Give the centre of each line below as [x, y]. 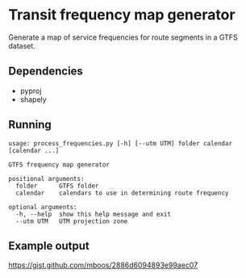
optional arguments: [43, 207]
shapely [33, 99]
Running [30, 125]
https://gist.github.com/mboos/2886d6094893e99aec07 [103, 265]
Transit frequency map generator [122, 15]
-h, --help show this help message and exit [94, 214]
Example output [49, 245]
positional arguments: [46, 179]
